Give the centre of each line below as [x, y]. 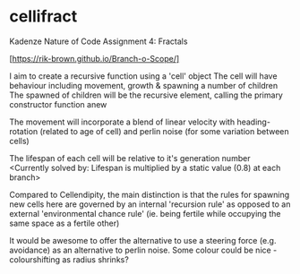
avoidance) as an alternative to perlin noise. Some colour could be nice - [143, 250]
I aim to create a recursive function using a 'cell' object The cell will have [143, 76]
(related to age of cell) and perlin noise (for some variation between [164, 131]
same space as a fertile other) [64, 223]
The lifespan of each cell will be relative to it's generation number [130, 158]
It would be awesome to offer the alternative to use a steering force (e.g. [143, 240]
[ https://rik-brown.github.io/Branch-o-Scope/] [94, 58]
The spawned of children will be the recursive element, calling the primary [146, 95]
